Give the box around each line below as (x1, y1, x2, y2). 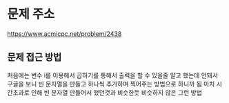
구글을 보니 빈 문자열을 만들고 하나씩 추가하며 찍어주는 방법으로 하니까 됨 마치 (7, 79, 215, 88)
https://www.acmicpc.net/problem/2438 (7, 29, 122, 38)
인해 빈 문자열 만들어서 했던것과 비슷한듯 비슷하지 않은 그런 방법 (30, 88, 202, 97)
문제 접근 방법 (7, 51, 62, 63)
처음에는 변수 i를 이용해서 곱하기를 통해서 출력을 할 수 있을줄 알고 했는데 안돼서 (7, 71, 219, 79)
